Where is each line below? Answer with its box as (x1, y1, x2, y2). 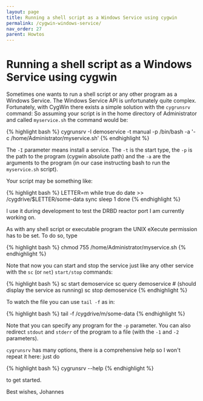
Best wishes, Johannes (6, 388, 64, 396)
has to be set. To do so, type (6, 232, 78, 240)
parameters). (6, 335, 39, 342)
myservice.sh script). (6, 166, 59, 173)
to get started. (6, 377, 42, 384)
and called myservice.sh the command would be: (6, 116, 128, 124)
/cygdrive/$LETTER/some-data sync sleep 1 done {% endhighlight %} (6, 195, 181, 203)
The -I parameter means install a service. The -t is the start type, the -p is (6, 146, 193, 153)
